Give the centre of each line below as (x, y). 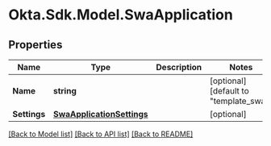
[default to (229, 91)
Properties (35, 45)
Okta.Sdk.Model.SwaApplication (121, 15)
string (65, 91)
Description (179, 67)
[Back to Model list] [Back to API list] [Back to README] (101, 134)
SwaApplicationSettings (100, 114)
